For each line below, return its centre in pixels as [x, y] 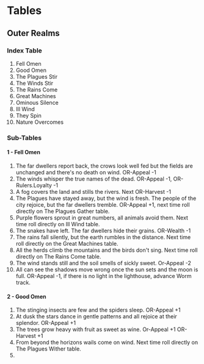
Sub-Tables [24, 138]
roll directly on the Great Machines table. [67, 244]
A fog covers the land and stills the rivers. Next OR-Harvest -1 [93, 192]
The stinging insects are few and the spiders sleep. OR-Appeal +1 [98, 310]
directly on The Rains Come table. [58, 256]
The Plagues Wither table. [48, 349]
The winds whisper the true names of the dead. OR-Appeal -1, [94, 179]
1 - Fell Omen [24, 152]
